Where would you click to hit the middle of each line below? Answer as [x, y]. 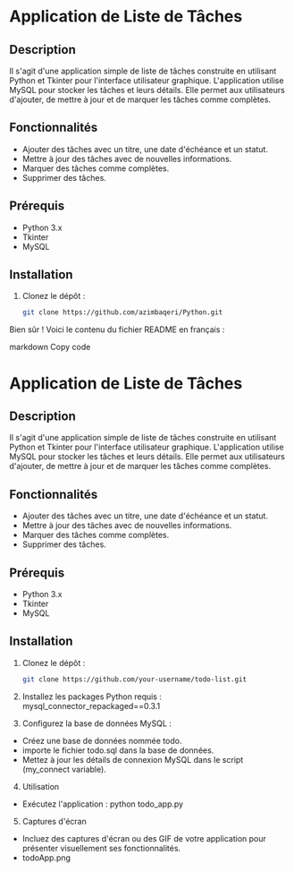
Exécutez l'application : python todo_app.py [103, 804]
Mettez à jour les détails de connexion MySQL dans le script [133, 759]
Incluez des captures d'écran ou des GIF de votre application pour [144, 838]
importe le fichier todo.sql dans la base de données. [118, 750]
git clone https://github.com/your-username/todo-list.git [134, 679]
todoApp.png [46, 858]
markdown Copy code [50, 347]
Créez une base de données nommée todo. [102, 740]
